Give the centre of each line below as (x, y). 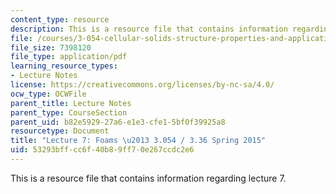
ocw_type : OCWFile (48, 94)
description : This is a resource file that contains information (149, 29)
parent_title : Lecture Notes (71, 103)
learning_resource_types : (64, 66)
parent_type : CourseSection (69, 112)
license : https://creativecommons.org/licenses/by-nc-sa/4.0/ (142, 85)
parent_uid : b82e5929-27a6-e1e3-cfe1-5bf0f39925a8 (118, 122)
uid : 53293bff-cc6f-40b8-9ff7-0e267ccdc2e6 (102, 150)
